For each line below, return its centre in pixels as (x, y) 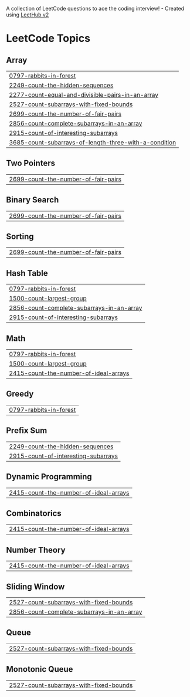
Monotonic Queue (40, 669)
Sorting (20, 237)
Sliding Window (35, 586)
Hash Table (27, 273)
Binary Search (33, 200)
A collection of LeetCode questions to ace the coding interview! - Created (95, 9)
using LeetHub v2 (28, 15)
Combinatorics (34, 513)
